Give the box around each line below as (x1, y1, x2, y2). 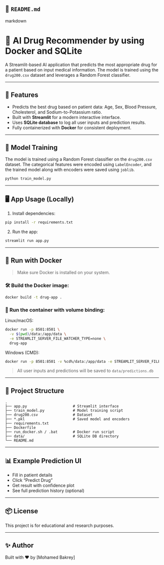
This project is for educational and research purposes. (5, 522, 114, 528)
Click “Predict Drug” (12, 477, 53, 483)
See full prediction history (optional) (12, 488, 84, 494)
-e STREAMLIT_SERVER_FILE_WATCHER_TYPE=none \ (9, 336, 106, 341)
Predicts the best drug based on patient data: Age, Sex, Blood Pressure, (12, 104, 157, 110)
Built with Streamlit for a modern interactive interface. (12, 114, 121, 120)
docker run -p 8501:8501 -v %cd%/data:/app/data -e (5, 359, 112, 364)
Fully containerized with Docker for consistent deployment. (12, 124, 132, 130)
